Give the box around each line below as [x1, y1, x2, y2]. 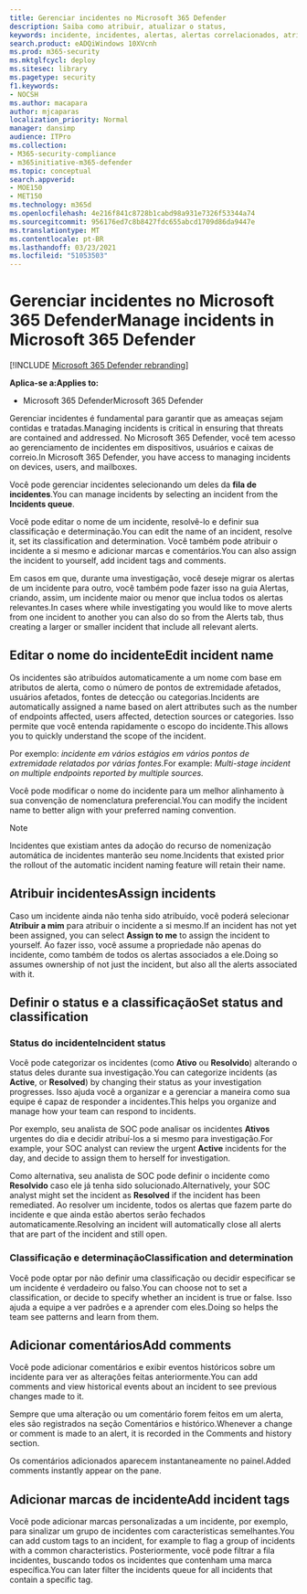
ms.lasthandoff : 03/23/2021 [9, 243, 117, 252]
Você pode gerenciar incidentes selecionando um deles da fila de [9, 479, 258, 490]
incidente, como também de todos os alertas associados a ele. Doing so [9, 949, 279, 960]
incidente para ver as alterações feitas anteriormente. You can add [9, 1372, 259, 1383]
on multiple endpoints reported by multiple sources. [9, 767, 204, 778]
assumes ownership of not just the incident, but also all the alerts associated [9, 959, 298, 970]
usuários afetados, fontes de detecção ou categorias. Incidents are [9, 691, 260, 702]
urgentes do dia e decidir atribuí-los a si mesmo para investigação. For [9, 1133, 273, 1144]
